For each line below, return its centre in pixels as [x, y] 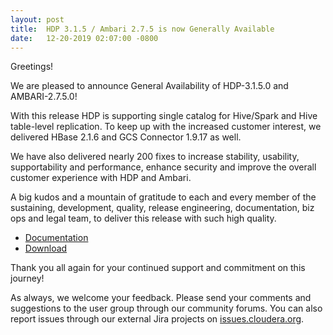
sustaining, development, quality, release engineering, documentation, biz [162, 208]
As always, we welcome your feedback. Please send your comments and [161, 298]
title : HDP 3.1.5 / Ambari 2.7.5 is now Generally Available [142, 29]
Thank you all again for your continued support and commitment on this [158, 268]
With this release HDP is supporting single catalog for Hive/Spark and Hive [164, 116]
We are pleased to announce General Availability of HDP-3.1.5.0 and [149, 86]
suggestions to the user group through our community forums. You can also [166, 308]
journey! [27, 278]
